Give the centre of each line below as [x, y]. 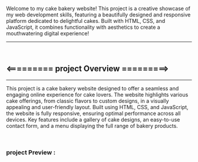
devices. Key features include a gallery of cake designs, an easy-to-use [93, 119]
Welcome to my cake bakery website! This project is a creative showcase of [98, 9]
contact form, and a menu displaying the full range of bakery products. [92, 126]
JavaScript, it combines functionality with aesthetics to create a [83, 27]
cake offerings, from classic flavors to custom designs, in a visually [88, 101]
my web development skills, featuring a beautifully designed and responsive [98, 15]
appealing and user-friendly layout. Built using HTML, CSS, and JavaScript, [97, 107]
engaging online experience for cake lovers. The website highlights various [97, 95]
